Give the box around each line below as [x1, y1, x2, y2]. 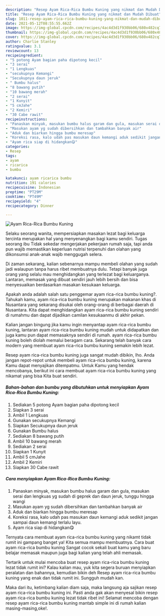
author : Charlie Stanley [5, 39, 56, 44]
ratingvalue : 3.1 [5, 44, 41, 49]
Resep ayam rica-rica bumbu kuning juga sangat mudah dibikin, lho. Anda [5, 352, 155, 358]
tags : [5, 153, 17, 158]
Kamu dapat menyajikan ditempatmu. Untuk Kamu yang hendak [5, 363, 134, 368]
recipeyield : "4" [5, 198, 41, 204]
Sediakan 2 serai [12, 444, 47, 449]
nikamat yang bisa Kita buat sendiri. [5, 373, 78, 379]
